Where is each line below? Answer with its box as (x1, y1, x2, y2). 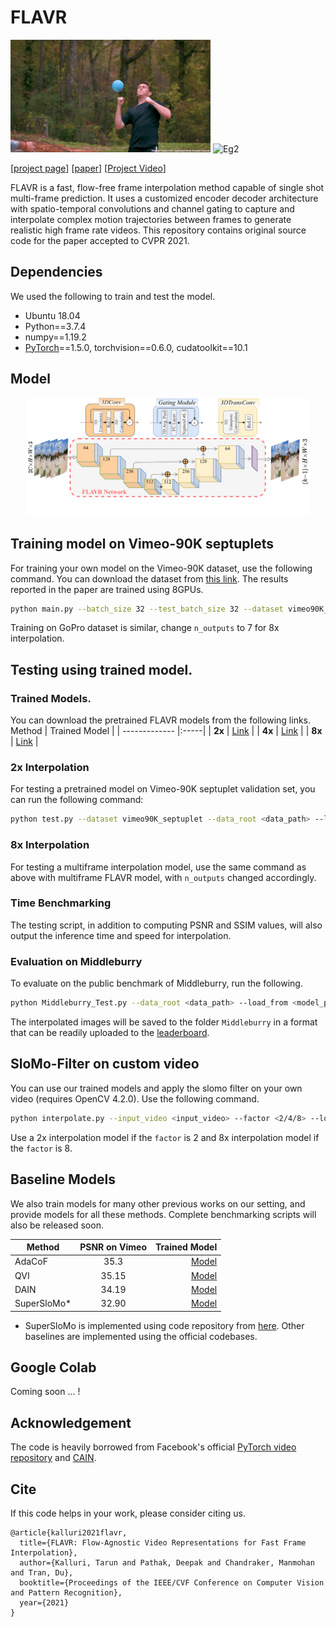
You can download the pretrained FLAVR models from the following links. (10, 714, 312, 726)
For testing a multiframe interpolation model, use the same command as (10, 861, 307, 873)
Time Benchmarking (10, 896, 112, 910)
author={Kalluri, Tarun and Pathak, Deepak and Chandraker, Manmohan (19, 1557, 315, 1568)
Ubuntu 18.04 (24, 309, 81, 321)
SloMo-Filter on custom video (10, 1056, 200, 1073)
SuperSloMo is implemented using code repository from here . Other (24, 1319, 305, 1331)
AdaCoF (14, 1256, 48, 1268)
